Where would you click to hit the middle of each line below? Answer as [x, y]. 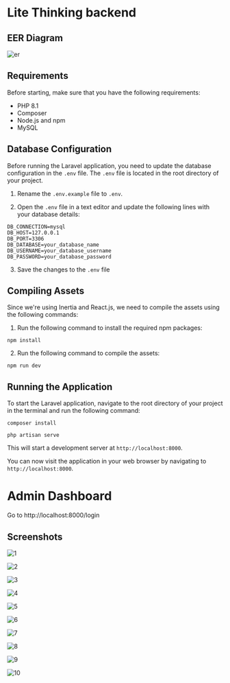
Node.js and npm [41, 120]
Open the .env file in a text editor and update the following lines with [113, 206]
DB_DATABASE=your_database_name [53, 245]
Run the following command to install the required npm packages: [110, 328]
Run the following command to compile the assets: [88, 353]
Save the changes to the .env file [64, 269]
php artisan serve [33, 435]
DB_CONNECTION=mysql [37, 227]
